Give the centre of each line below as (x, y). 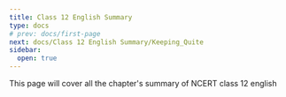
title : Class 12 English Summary (71, 17)
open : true (37, 58)
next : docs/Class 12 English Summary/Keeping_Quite (106, 42)
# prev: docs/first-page (55, 34)
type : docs (29, 26)
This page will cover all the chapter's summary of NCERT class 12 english (143, 83)
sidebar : (25, 50)
